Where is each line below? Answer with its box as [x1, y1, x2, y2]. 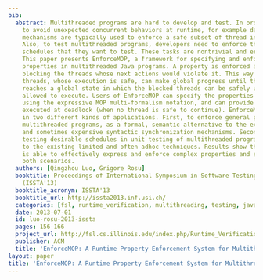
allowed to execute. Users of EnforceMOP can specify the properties [22, 92, 254, 100]
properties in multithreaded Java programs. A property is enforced [22, 63, 250, 71]
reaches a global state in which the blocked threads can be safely [22, 84, 250, 93]
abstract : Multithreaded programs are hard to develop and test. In [15, 19, 243, 27]
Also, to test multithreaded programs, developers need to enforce [22, 41, 247, 49]
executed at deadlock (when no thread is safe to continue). [22, 107, 225, 115]
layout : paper [8, 252, 55, 260]
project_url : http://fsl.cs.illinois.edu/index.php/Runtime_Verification [15, 231, 261, 238]
